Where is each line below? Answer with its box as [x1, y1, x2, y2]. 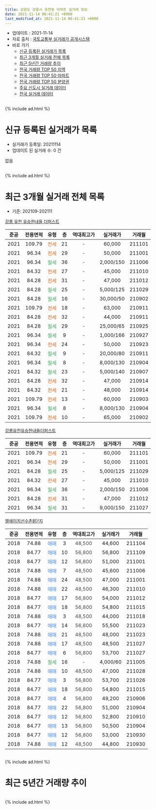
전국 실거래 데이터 [19, 91, 53, 97]
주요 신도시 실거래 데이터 [19, 85, 66, 91]
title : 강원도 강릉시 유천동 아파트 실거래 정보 [5, 7, 88, 12]
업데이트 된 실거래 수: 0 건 [12, 147, 62, 153]
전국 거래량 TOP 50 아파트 [19, 73, 69, 78]
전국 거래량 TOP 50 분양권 [19, 79, 69, 85]
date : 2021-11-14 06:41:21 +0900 [5, 12, 73, 17]
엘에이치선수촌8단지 [5, 518, 43, 524]
